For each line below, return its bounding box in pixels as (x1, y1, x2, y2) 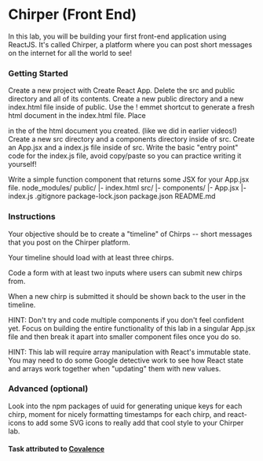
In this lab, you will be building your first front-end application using (8, 31, 227, 41)
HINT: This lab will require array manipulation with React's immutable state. (8, 347, 251, 356)
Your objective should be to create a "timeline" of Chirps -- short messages (8, 229, 253, 238)
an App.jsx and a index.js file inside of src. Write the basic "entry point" (8, 143, 239, 153)
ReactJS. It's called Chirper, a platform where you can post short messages (8, 39, 253, 49)
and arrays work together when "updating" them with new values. (8, 363, 221, 373)
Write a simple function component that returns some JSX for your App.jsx (8, 175, 250, 184)
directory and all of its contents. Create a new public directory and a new (8, 94, 244, 104)
